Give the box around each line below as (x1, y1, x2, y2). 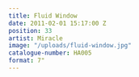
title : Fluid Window (8, 11, 78, 20)
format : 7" (8, 57, 45, 65)
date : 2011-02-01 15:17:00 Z (8, 19, 107, 27)
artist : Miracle (8, 34, 63, 43)
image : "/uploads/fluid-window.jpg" (8, 42, 132, 50)
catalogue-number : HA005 (8, 49, 92, 57)
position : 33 (8, 26, 53, 34)
